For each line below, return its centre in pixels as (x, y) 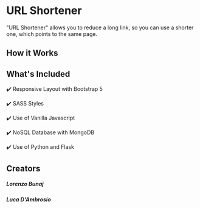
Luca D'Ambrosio (29, 199)
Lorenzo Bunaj (25, 184)
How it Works (32, 53)
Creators (23, 168)
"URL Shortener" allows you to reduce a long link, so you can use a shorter (100, 27)
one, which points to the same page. (52, 34)
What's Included (38, 74)
